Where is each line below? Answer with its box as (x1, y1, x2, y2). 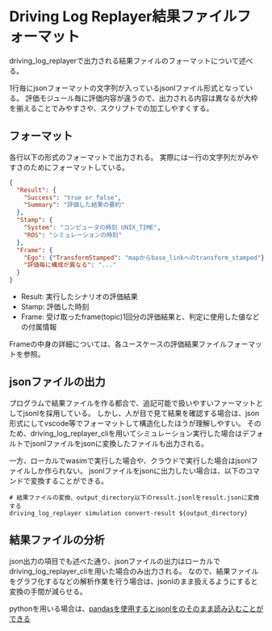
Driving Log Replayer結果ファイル (9, 7, 237, 26)
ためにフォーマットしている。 (30, 162, 130, 172)
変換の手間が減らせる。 (9, 587, 87, 596)
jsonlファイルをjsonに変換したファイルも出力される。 (30, 438, 209, 448)
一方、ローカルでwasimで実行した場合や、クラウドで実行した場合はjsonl (9, 456, 251, 465)
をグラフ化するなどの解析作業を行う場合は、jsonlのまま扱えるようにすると (9, 576, 258, 586)
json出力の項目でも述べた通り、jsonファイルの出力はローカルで (9, 556, 221, 566)
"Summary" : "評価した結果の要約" (23, 201, 125, 209)
